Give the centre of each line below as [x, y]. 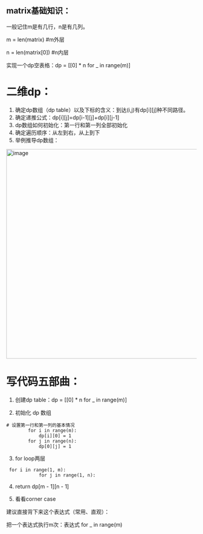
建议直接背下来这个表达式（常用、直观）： [58, 512]
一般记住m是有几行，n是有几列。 [47, 27]
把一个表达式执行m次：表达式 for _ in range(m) [64, 524]
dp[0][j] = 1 [55, 446]
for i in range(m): [53, 430]
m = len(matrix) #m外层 [35, 39]
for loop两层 [30, 458]
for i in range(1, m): [37, 470]
